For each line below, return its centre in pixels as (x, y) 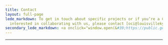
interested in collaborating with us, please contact (67, 23)
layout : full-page (24, 14)
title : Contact (21, 10)
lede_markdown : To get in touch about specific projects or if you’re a (82, 19)
